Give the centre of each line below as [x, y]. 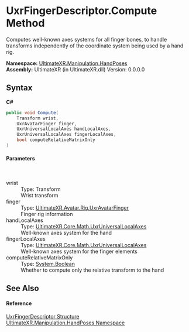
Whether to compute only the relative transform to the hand [92, 270]
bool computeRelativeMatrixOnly [56, 140]
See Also [23, 288]
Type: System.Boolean [48, 264]
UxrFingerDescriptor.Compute [82, 11]
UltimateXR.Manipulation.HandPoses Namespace [66, 323]
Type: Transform [41, 189]
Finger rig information [47, 214]
